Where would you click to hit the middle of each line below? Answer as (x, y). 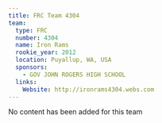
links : (26, 82)
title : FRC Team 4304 (44, 15)
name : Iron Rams (42, 45)
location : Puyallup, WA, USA (64, 60)
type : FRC (31, 30)
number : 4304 (37, 38)
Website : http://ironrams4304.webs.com (89, 89)
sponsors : (31, 67)
